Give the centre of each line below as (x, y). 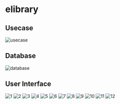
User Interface (28, 84)
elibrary (22, 9)
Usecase (19, 28)
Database (21, 56)
